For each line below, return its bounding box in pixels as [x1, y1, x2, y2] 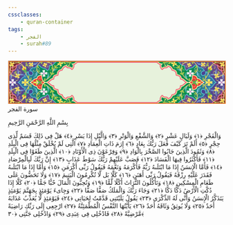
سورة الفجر [8, 105, 38, 114]
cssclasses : [8, 11, 42, 18]
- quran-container [20, 18, 73, 26]
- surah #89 [20, 40, 52, 48]
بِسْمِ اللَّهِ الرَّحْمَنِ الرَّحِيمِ [8, 118, 68, 127]
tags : [8, 26, 24, 33]
